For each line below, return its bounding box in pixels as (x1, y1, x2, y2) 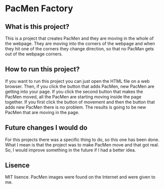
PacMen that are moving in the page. (5, 109, 80, 115)
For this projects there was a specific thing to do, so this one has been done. (5, 137, 160, 142)
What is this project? (5, 23, 70, 31)
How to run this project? (5, 65, 80, 73)
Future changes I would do (5, 123, 88, 132)
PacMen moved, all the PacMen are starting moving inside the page (5, 94, 141, 99)
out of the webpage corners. (5, 51, 63, 57)
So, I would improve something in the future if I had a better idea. (5, 147, 136, 153)
